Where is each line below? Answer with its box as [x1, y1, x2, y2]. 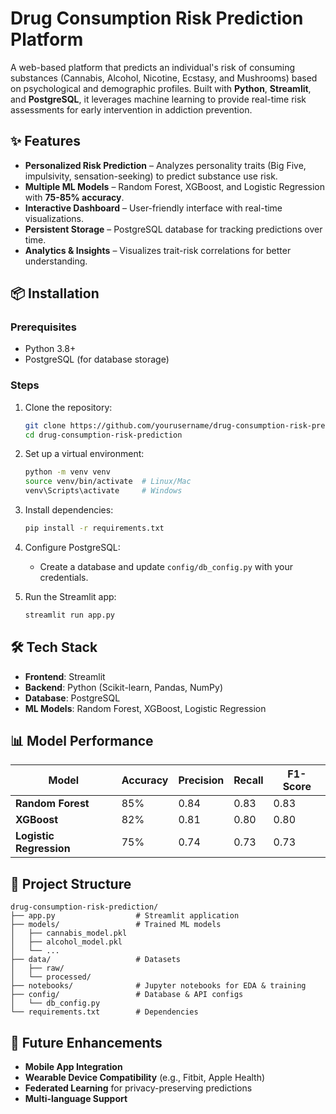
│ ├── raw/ [10, 963, 65, 974]
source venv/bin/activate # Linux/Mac [24, 477, 192, 487]
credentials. [39, 571, 89, 583]
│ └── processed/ [10, 972, 92, 982]
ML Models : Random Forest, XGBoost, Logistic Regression [24, 702, 267, 714]
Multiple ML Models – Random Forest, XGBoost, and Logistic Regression [24, 180, 326, 192]
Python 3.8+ [24, 343, 77, 355]
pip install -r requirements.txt [24, 523, 165, 534]
